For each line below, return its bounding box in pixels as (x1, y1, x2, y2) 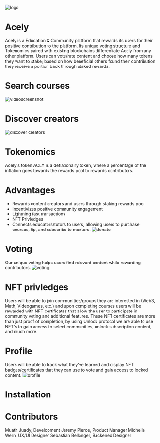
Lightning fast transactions (12, 211, 65, 217)
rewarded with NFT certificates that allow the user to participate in (5, 308, 138, 314)
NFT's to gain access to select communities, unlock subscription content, (5, 323, 152, 329)
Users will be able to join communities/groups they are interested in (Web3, (5, 297, 155, 303)
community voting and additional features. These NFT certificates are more (5, 313, 156, 319)
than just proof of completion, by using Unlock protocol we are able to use (5, 318, 154, 324)
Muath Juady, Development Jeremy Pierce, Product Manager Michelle (5, 427, 145, 433)
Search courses (5, 81, 70, 92)
